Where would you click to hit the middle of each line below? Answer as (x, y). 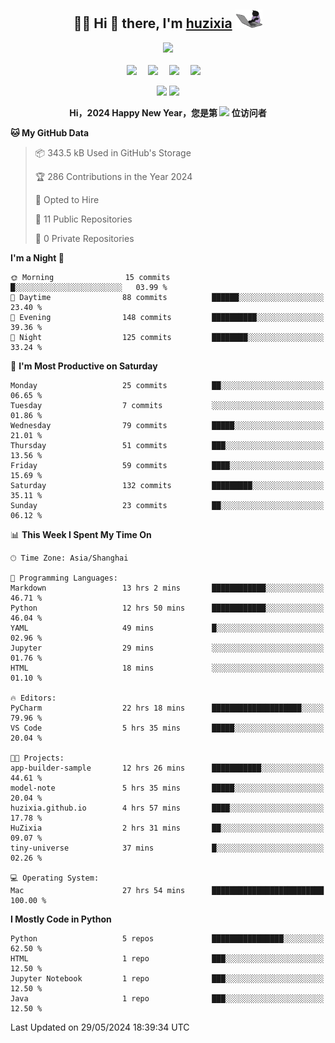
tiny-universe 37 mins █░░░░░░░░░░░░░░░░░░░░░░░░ (167, 848)
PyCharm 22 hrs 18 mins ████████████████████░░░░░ (167, 708)
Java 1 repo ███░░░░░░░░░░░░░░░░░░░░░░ (167, 998)
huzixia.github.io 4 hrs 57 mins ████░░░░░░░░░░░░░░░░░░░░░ (167, 808)
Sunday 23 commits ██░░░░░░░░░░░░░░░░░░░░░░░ (167, 505)
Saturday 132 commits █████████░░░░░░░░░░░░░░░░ (167, 485)
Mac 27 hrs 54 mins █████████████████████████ (167, 890)
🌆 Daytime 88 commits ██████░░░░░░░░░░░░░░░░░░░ (167, 297)
